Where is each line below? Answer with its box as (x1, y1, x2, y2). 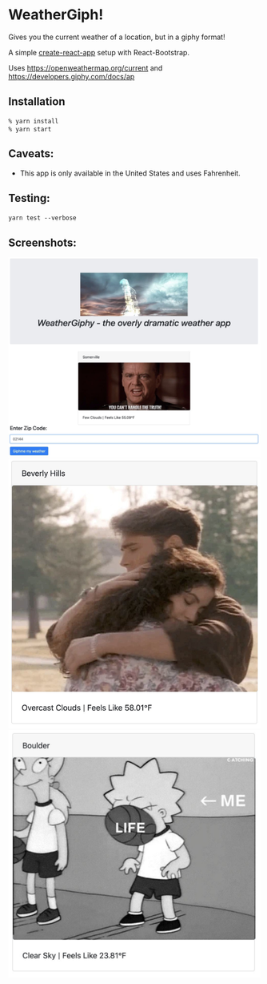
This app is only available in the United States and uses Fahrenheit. (19, 168, 241, 178)
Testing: (8, 191, 50, 205)
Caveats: (8, 147, 54, 161)
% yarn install (8, 117, 59, 125)
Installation (8, 95, 66, 109)
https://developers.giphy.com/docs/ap (8, 71, 135, 81)
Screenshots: (8, 236, 78, 249)
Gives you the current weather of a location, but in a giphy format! (8, 32, 225, 42)
